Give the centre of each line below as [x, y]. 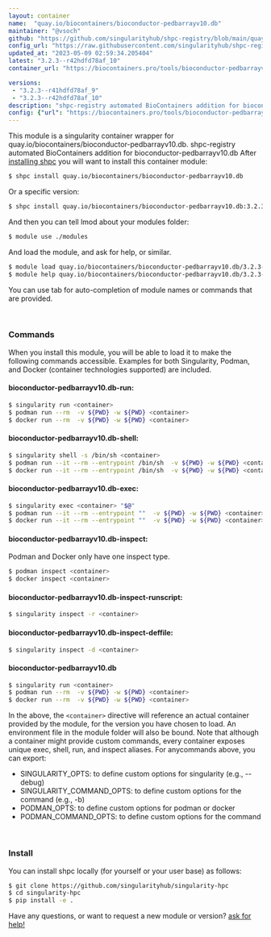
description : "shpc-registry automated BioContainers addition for [124, 106]
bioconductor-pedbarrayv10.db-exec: [74, 489]
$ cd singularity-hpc [45, 893]
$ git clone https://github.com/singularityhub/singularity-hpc [119, 885]
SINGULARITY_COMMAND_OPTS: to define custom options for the [131, 791]
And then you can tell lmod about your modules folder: [99, 222]
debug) [32, 782]
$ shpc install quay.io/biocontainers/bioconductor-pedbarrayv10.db [126, 177]
